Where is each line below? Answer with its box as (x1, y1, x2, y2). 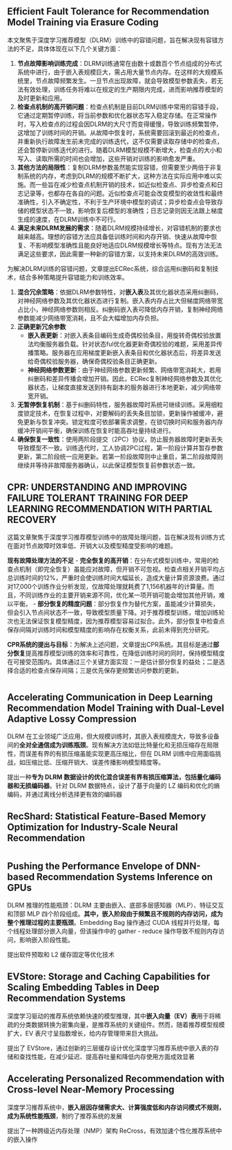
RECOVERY (7, 514, 57, 525)
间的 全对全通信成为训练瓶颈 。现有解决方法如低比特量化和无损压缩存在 (7, 741, 207, 750)
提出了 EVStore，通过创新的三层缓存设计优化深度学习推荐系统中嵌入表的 (7, 1043, 214, 1052)
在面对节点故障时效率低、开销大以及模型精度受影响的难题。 (7, 542, 177, 550)
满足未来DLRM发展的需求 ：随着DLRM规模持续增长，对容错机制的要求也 (17, 224, 222, 232)
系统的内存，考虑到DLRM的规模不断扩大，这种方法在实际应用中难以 (23, 172, 216, 180)
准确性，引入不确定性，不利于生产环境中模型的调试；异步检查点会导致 (17, 197, 217, 206)
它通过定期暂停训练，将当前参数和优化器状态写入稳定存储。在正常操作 (17, 111, 217, 119)
